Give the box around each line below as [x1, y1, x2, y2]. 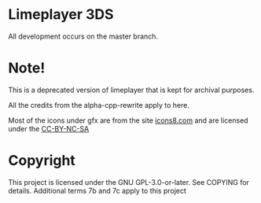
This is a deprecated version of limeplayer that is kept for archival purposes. [8, 85, 255, 94]
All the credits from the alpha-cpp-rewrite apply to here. [8, 100, 190, 109]
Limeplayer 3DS [8, 6, 114, 24]
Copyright [8, 152, 76, 170]
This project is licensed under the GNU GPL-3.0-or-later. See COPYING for [8, 177, 250, 186]
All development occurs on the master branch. [8, 31, 159, 41]
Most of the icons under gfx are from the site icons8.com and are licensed [8, 116, 249, 125]
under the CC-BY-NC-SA [8, 124, 90, 133]
